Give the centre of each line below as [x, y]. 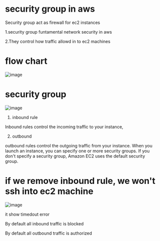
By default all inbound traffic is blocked [44, 223]
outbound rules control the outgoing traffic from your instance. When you [79, 145]
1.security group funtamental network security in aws [59, 32]
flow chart [26, 61]
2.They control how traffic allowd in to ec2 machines [58, 41]
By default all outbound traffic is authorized [49, 233]
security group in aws [50, 9]
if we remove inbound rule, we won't [80, 181]
